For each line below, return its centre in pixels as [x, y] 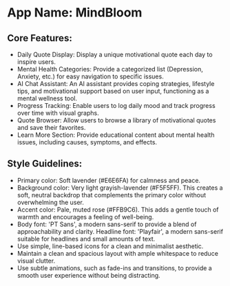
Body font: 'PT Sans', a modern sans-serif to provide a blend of [107, 224]
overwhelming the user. [51, 202]
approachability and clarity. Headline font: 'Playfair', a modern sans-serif [120, 231]
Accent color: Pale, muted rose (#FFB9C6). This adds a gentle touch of [118, 209]
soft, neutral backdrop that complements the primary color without [112, 195]
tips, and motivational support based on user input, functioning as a [113, 91]
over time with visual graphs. [58, 113]
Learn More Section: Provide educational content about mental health [116, 135]
